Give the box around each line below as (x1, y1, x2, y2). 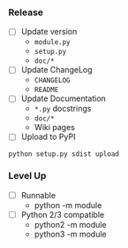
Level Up (8, 170, 47, 182)
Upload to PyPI (20, 131, 76, 143)
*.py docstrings (34, 104, 92, 114)
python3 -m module (34, 229, 107, 239)
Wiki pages (34, 122, 76, 133)
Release (8, 6, 44, 19)
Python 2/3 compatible (20, 209, 105, 220)
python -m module (34, 199, 102, 210)
